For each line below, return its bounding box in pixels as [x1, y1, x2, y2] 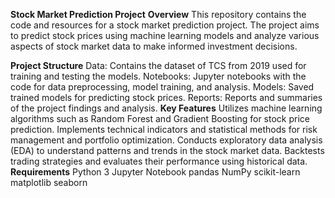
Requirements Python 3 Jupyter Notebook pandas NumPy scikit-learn [10, 166, 301, 178]
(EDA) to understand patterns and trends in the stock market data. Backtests [10, 145, 325, 156]
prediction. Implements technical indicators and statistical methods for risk [10, 124, 318, 135]
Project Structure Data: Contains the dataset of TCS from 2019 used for [10, 60, 307, 71]
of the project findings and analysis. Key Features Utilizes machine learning [10, 102, 323, 114]
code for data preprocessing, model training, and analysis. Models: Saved [10, 81, 315, 93]
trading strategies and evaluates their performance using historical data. [10, 155, 308, 167]
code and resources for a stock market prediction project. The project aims [10, 19, 320, 31]
